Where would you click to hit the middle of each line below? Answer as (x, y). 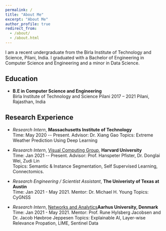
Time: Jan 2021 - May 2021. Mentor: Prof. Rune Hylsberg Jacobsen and (87, 212)
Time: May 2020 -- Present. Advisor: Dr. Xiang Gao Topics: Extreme (83, 135)
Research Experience (39, 118)
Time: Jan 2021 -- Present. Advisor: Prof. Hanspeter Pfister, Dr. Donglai (86, 155)
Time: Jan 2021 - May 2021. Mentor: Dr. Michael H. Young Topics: (80, 192)
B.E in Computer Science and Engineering (57, 91)
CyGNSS (22, 197)
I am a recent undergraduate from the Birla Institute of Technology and (78, 52)
